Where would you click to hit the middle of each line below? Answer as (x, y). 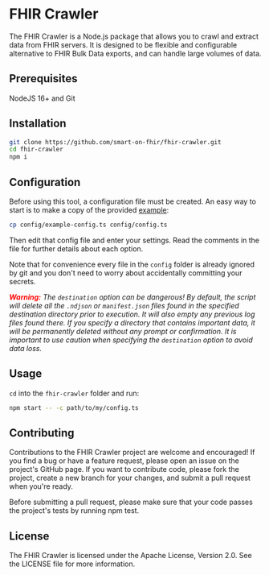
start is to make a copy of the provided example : (89, 210)
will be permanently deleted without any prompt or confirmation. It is (123, 331)
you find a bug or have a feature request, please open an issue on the (124, 461)
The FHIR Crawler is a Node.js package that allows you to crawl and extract (134, 36)
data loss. (26, 348)
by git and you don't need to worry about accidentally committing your (126, 273)
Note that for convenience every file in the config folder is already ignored (132, 264)
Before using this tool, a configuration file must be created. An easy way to (132, 201)
